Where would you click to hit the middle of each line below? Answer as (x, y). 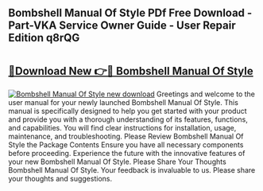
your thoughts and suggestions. (60, 179)
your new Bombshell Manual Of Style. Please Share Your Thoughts (117, 162)
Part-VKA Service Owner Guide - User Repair (122, 26)
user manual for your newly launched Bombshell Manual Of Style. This (123, 102)
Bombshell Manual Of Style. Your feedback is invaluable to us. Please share (132, 170)
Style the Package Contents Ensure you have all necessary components (126, 145)
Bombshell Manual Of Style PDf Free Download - (130, 13)
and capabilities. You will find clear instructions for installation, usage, (122, 128)
